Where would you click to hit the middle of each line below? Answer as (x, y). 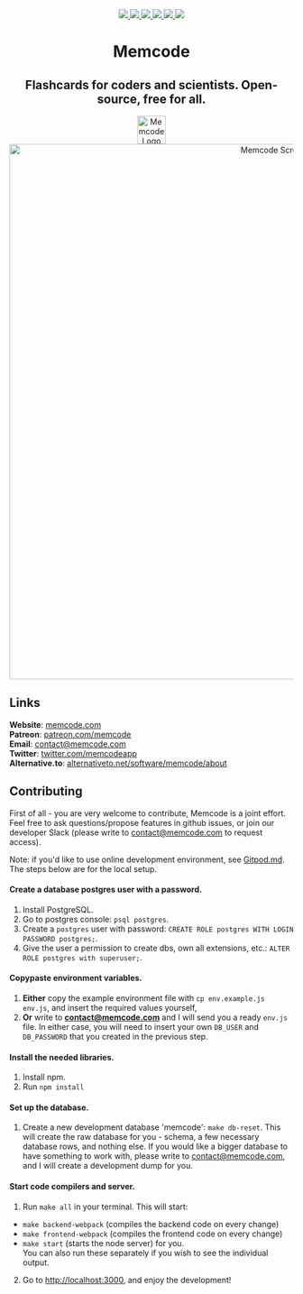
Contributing (46, 791)
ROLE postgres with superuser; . (82, 957)
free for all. (174, 99)
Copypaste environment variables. (76, 978)
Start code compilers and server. (72, 1187)
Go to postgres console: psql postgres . (96, 919)
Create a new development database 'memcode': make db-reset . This (151, 1127)
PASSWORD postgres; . (60, 938)
